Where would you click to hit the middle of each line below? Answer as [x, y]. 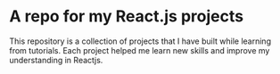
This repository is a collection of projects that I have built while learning [140, 41]
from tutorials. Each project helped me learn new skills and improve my [140, 50]
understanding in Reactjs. [56, 60]
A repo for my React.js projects [126, 16]
